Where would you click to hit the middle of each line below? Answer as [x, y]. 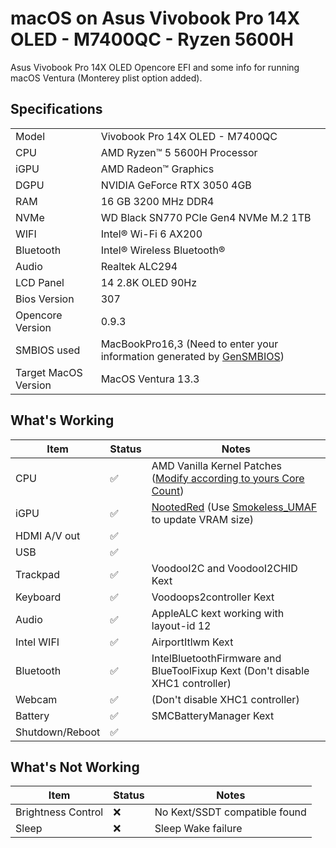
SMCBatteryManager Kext [213, 715]
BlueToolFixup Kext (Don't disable [230, 670]
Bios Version [45, 299]
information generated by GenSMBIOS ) [192, 356]
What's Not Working [75, 767]
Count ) [168, 490]
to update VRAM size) [203, 519]
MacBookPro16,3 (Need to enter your [189, 344]
